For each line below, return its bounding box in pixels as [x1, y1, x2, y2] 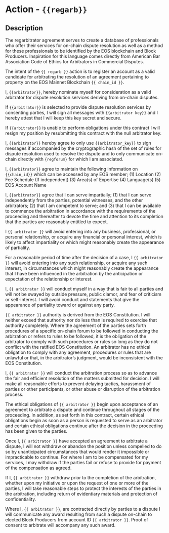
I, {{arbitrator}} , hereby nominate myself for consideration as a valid [5, 89, 151, 95]
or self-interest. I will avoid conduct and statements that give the [5, 297, 140, 302]
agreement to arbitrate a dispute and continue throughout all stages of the [5, 406, 160, 413]
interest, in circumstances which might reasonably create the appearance [5, 265, 159, 271]
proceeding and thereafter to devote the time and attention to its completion [5, 214, 163, 219]
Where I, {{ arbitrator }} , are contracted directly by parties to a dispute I [5, 506, 160, 512]
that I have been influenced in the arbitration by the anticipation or [5, 271, 143, 276]
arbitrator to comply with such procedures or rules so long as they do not [5, 339, 158, 345]
